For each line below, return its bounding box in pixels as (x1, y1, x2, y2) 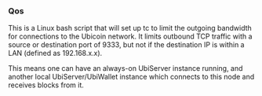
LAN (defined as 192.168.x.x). (8, 49, 103, 58)
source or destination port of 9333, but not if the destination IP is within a (8, 40, 245, 50)
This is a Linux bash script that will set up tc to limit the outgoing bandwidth (8, 24, 253, 33)
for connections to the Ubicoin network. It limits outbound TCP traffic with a (8, 31, 253, 41)
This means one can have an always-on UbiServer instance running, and (8, 64, 243, 73)
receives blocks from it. (8, 80, 85, 90)
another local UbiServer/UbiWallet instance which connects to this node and (8, 72, 255, 82)
